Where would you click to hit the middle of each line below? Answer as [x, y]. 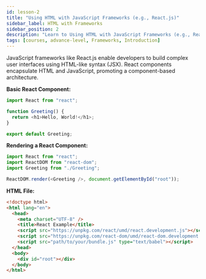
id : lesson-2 [23, 12]
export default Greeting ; [39, 134]
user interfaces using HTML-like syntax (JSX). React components [89, 64]
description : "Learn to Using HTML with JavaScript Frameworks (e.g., [98, 35]
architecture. [22, 77]
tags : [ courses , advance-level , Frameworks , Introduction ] [83, 40]
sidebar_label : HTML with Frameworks [55, 23]
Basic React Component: [39, 89]
